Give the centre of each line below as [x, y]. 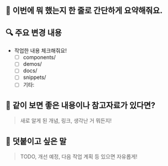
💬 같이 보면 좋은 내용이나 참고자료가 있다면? [80, 105]
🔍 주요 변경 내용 [34, 32]
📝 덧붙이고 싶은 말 [36, 141]
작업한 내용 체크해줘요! [40, 51]
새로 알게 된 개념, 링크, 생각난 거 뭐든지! [66, 121]
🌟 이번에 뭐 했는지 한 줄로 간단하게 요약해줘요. [84, 11]
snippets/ [34, 77]
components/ [39, 58]
